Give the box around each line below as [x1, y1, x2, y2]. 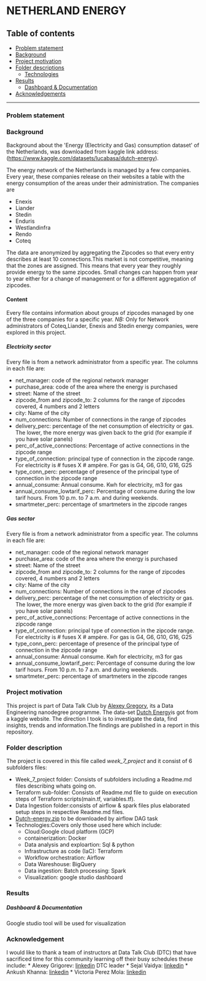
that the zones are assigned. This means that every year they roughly [6, 262, 182, 269]
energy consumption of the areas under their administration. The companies [6, 179, 199, 187]
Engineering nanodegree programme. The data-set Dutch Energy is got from [6, 708, 199, 716]
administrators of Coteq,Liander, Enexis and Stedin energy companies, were [6, 322, 199, 330]
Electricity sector [6, 343, 51, 351]
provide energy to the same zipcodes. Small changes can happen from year [6, 268, 198, 276]
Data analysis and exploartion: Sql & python [24, 840, 135, 848]
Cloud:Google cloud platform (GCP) [24, 828, 115, 835]
